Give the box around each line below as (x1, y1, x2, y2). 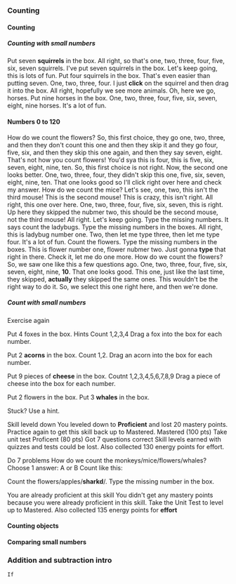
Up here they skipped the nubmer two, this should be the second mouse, (7, 208, 219, 216)
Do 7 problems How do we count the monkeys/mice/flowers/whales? (7, 456, 207, 465)
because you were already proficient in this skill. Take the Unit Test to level (7, 498, 223, 507)
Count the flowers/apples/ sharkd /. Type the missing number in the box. (7, 477, 215, 486)
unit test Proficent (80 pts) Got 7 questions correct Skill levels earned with (7, 434, 221, 444)
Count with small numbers (7, 298, 86, 307)
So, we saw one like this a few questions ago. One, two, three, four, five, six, (7, 260, 228, 268)
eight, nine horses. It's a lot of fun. (7, 101, 107, 110)
